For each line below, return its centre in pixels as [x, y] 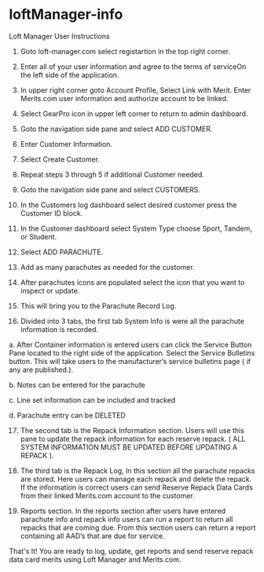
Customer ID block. [51, 213]
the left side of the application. [70, 75]
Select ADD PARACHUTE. [62, 252]
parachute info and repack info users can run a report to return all [126, 519]
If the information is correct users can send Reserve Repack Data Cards [137, 487]
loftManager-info [66, 15]
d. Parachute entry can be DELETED [68, 415]
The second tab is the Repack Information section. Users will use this [132, 430]
